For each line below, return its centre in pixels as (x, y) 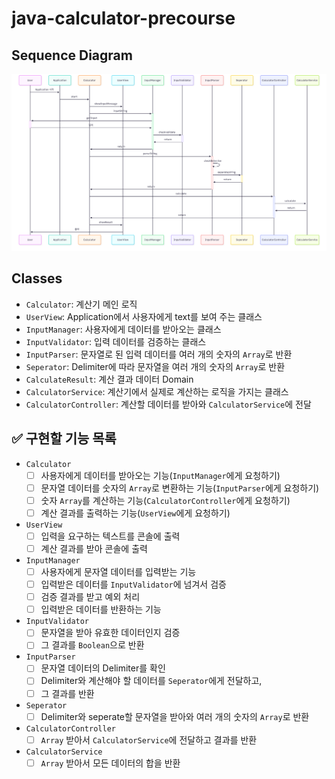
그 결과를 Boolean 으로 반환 (92, 645)
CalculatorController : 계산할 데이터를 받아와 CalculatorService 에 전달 (168, 404)
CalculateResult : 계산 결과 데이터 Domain (109, 379)
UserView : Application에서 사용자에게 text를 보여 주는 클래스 (144, 316)
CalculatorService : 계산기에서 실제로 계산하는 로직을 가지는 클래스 (157, 391)
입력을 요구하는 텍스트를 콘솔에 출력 (110, 536)
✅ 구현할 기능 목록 (64, 438)
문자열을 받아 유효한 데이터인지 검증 (110, 633)
